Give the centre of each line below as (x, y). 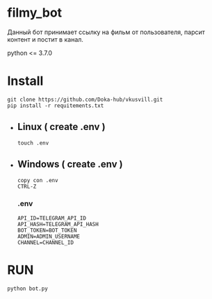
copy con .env (38, 180)
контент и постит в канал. (45, 39)
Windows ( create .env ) (70, 164)
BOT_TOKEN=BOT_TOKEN (47, 230)
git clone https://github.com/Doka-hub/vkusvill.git (85, 99)
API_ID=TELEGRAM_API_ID (52, 218)
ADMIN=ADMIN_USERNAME (48, 236)
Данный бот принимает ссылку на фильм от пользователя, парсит (106, 32)
